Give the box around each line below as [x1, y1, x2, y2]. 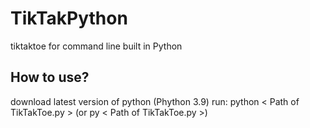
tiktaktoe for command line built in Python [10, 40, 183, 52]
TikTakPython [10, 7, 128, 30]
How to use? [10, 69, 90, 86]
